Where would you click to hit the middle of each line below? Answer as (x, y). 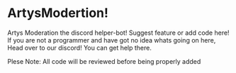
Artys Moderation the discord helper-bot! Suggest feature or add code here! (118, 33)
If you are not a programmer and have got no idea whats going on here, (112, 40)
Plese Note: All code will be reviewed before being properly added (104, 61)
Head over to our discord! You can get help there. (80, 47)
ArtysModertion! (58, 13)
